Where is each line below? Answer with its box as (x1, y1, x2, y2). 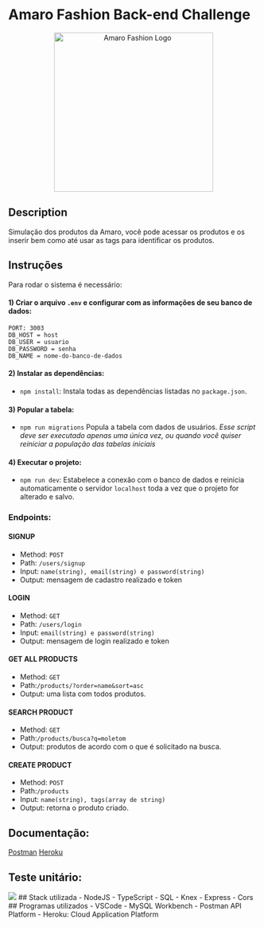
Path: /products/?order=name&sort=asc (19, 680, 145, 690)
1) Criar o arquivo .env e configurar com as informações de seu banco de (8, 298, 253, 307)
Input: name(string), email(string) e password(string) (19, 566, 205, 576)
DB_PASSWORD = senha (8, 345, 77, 353)
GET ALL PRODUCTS (8, 655, 78, 664)
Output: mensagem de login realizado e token (19, 636, 169, 646)
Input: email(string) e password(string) (19, 628, 155, 637)
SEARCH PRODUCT (8, 707, 74, 717)
